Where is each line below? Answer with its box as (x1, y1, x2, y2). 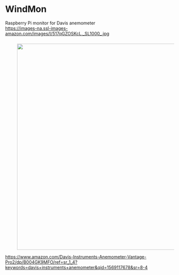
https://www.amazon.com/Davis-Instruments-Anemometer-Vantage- (5, 254, 147, 260)
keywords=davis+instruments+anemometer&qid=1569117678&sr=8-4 (5, 264, 148, 270)
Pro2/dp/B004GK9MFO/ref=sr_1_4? (5, 259, 78, 265)
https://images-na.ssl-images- (5, 25, 68, 31)
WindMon (5, 3, 47, 15)
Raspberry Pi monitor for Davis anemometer (5, 20, 96, 26)
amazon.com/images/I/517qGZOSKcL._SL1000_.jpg (5, 30, 110, 36)
